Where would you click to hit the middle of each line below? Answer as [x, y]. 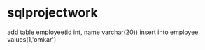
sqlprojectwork [52, 13]
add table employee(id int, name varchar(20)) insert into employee [103, 32]
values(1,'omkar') [32, 39]
